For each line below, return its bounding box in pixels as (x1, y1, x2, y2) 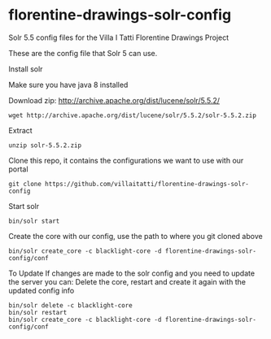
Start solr (8, 201, 39, 211)
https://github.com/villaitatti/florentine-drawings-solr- (44, 180, 250, 188)
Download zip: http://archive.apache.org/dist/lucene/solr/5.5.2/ (8, 95, 221, 105)
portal (8, 164, 28, 174)
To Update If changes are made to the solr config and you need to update (8, 268, 255, 278)
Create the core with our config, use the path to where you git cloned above (8, 231, 263, 241)
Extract (8, 125, 33, 135)
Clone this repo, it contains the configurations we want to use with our (8, 155, 244, 165)
